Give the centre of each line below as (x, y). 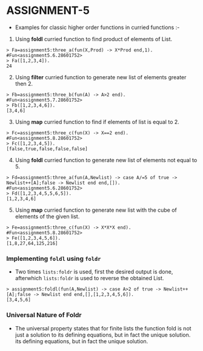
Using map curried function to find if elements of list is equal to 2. (97, 122)
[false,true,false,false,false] (47, 149)
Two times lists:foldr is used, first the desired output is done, (94, 272)
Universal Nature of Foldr (44, 315)
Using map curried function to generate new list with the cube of (96, 210)
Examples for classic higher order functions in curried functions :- (97, 27)
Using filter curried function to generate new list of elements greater (101, 77)
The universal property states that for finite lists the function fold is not (103, 328)
